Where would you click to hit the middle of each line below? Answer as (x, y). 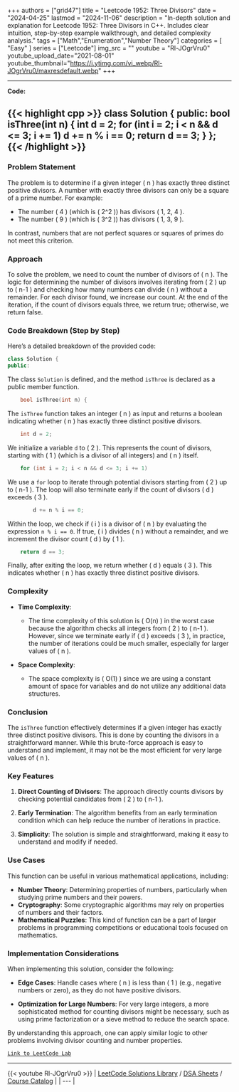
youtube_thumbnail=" (39, 63)
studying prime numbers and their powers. (80, 897)
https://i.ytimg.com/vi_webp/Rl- (116, 63)
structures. (44, 694)
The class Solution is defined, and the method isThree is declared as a (111, 379)
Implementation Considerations (63, 953)
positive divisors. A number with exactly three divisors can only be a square (118, 190)
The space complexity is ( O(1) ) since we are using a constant (119, 678)
